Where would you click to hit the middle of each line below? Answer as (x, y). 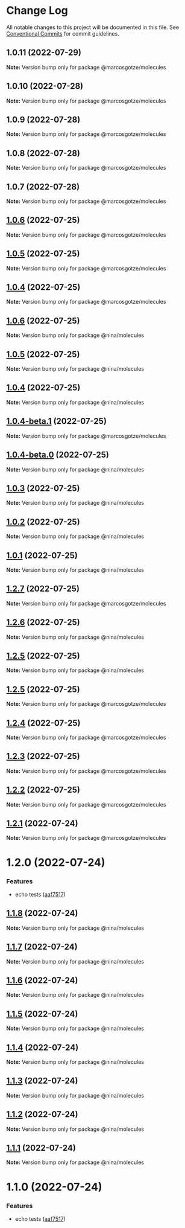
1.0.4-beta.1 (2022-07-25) (57, 421)
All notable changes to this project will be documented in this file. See (93, 27)
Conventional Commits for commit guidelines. (63, 33)
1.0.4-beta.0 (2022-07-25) (58, 455)
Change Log (37, 11)
